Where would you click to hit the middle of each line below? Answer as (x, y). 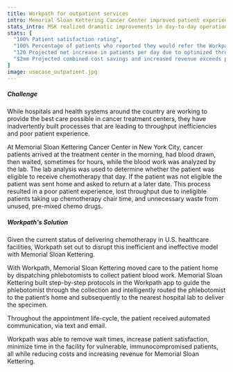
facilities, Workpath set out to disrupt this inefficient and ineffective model (113, 247)
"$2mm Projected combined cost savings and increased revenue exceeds (118, 59)
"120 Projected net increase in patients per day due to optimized (113, 53)
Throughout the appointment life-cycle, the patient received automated (109, 318)
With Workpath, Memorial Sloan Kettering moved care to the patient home (113, 268)
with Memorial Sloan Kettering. (51, 254)
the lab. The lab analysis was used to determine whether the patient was (111, 169)
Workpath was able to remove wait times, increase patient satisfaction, (108, 339)
